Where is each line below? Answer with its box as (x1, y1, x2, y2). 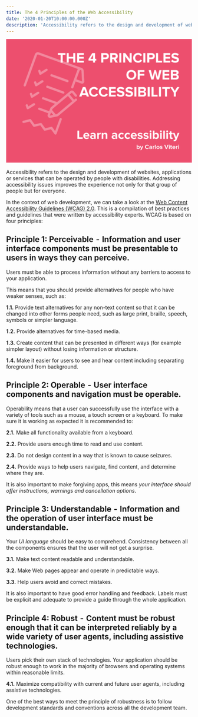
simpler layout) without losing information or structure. (6, 345, 138, 353)
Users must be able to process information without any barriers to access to (6, 268, 191, 275)
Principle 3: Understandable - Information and (6, 504, 180, 514)
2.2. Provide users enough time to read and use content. (6, 440, 144, 447)
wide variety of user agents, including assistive (6, 632, 184, 642)
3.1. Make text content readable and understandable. (6, 556, 134, 563)
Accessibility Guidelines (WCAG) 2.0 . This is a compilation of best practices (6, 205, 190, 212)
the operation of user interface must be (6, 513, 153, 523)
